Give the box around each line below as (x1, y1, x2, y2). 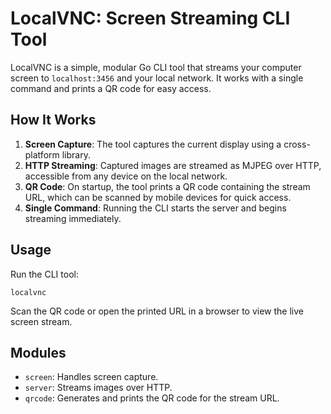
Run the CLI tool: (10, 268, 79, 280)
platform (24, 148, 60, 161)
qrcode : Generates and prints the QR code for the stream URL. (24, 392, 280, 404)
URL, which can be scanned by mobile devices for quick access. (24, 191, 292, 203)
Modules (10, 344, 67, 361)
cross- (283, 138, 311, 150)
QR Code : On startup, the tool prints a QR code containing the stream (24, 180, 311, 192)
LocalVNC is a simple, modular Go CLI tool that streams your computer (10, 61, 302, 73)
